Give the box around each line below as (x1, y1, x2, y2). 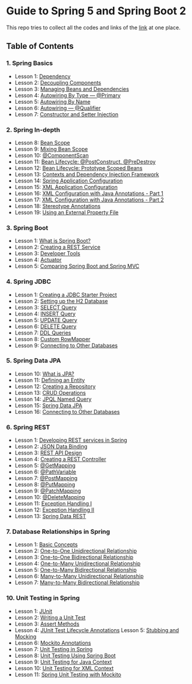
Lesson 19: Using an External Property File (14, 209, 119, 216)
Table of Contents (6, 41, 74, 51)
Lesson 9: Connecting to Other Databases (14, 342, 118, 349)
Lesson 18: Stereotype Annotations (14, 202, 101, 209)
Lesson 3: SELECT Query (14, 304, 77, 311)
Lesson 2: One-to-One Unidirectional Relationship (14, 547, 137, 555)
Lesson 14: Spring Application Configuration (14, 177, 123, 184)
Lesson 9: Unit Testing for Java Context (14, 658, 112, 666)
